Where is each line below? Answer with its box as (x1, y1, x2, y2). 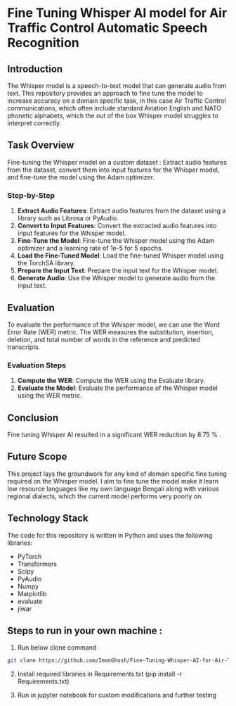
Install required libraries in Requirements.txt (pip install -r (17, 670, 183, 679)
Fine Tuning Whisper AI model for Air (7, 5, 228, 21)
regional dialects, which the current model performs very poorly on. (7, 491, 204, 500)
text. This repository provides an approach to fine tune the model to (7, 89, 204, 97)
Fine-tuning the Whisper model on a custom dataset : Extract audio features (7, 158, 227, 166)
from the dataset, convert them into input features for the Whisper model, (7, 165, 220, 174)
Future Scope (7, 450, 67, 462)
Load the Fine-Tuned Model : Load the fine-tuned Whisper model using (17, 251, 224, 260)
